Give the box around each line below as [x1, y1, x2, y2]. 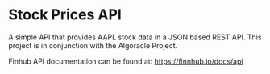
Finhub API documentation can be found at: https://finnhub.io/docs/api [8, 56, 243, 66]
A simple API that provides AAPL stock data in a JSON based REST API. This [8, 32, 262, 42]
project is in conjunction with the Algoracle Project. [8, 40, 178, 50]
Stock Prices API [8, 6, 123, 24]
